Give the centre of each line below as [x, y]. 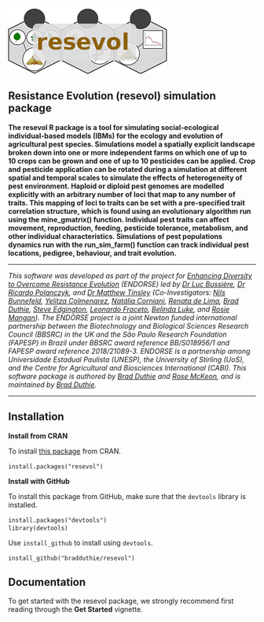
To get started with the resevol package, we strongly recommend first [121, 601]
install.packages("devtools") [58, 520]
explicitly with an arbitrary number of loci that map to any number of [122, 194]
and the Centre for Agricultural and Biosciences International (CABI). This [127, 367]
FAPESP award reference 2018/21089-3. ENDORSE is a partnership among [129, 351]
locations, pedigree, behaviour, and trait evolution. [92, 253]
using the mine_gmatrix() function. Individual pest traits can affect [119, 219]
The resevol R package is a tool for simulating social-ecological [114, 127]
